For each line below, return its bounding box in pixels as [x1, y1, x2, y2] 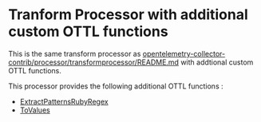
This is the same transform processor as [8, 49, 141, 58]
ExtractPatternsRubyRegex [19, 96, 109, 106]
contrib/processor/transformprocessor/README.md [8, 57, 180, 67]
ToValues [19, 105, 50, 115]
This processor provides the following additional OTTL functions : [8, 81, 223, 91]
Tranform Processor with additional [8, 6, 249, 24]
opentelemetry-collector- [142, 49, 226, 58]
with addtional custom [180, 57, 254, 67]
